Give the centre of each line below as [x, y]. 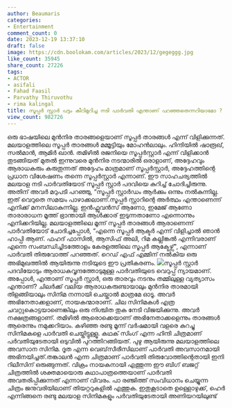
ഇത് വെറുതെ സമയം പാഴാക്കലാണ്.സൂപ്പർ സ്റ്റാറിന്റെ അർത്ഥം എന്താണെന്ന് [114, 199]
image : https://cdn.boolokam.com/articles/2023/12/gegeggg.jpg [100, 53]
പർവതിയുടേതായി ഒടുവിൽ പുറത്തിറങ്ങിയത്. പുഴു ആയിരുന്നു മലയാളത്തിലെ [113, 341]
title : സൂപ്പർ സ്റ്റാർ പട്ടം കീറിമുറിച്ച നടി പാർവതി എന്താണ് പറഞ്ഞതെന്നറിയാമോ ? [115, 111]
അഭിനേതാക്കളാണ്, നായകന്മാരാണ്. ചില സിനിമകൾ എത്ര [91, 302]
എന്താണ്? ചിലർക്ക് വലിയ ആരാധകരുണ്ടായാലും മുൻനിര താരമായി [102, 286]
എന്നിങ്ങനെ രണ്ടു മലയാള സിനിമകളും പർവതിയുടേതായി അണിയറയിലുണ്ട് [112, 395]
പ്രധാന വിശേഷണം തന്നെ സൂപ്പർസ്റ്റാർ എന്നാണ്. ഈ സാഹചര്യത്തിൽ [107, 176]
